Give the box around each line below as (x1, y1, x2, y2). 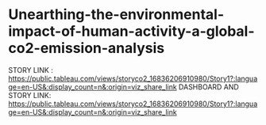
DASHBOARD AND (178, 81, 240, 92)
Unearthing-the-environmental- (8, 6, 225, 24)
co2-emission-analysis (8, 40, 165, 57)
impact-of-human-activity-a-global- (8, 22, 256, 40)
